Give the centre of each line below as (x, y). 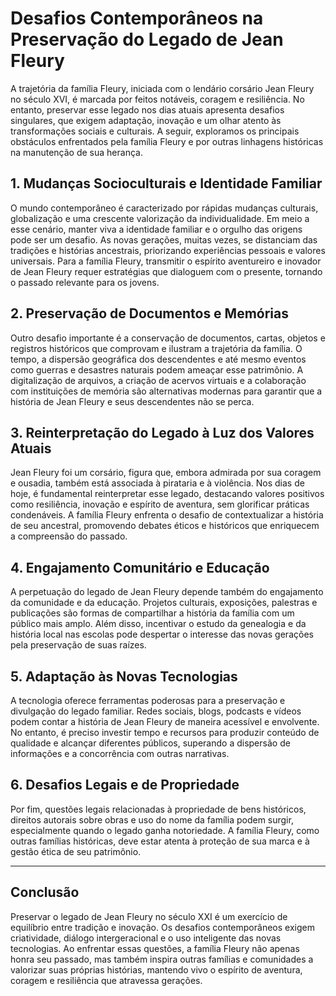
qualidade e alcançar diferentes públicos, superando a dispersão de (150, 743)
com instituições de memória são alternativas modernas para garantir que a (166, 391)
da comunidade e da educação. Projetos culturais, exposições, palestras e (164, 603)
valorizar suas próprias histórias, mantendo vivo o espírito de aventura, (156, 969)
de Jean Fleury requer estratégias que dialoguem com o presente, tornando (166, 271)
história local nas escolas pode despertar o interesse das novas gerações (162, 634)
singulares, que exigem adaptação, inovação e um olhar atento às (146, 120)
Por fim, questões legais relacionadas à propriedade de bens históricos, (158, 809)
